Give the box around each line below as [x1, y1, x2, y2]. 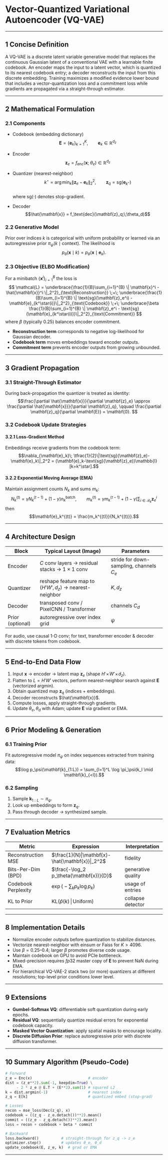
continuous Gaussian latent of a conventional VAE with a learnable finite [5, 59, 153, 65]
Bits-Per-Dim [7, 865, 40, 873]
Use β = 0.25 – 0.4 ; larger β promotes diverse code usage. [12, 947, 131, 953]
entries [124, 887, 141, 894]
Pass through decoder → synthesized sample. [12, 809, 107, 815]
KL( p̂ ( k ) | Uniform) [51, 898, 94, 905]
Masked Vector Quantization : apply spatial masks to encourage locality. [12, 1028, 162, 1034]
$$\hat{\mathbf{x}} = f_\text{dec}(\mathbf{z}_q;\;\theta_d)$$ [24, 211, 150, 217]
